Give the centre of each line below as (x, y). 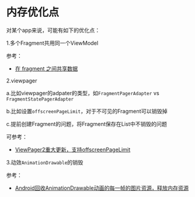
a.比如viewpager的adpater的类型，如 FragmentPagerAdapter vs (83, 93)
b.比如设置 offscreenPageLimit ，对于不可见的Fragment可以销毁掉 (87, 111)
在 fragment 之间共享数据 (46, 68)
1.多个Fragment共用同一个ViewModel (52, 43)
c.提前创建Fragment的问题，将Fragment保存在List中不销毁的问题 (87, 124)
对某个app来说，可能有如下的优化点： (53, 30)
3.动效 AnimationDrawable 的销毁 (45, 162)
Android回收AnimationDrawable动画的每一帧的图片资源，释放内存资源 (102, 188)
